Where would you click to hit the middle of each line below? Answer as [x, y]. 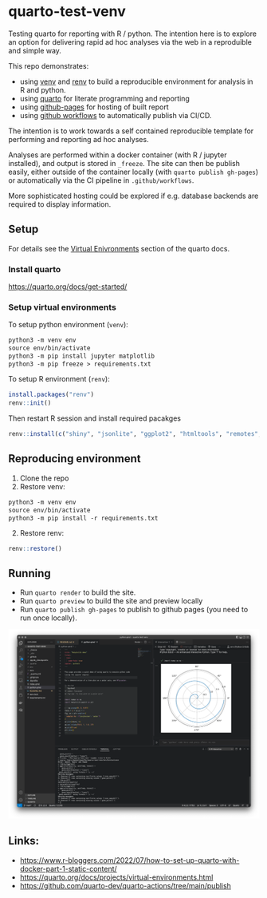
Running [30, 574]
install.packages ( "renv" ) [51, 395]
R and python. [43, 89]
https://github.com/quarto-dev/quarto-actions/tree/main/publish [125, 885]
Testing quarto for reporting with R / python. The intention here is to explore [133, 34]
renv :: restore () [35, 548]
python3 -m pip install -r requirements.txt [83, 518]
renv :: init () [30, 403]
